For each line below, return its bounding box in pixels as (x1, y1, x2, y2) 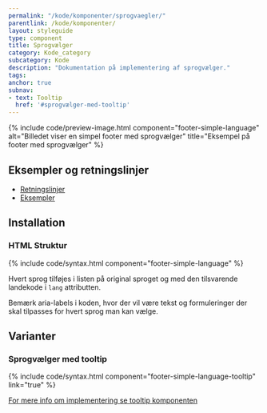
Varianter (8, 330, 56, 343)
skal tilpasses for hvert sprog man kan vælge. (8, 306, 158, 316)
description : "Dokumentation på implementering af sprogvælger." (8, 64, 230, 72)
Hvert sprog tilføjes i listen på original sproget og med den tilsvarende (8, 274, 238, 283)
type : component (8, 34, 62, 42)
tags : (8, 71, 26, 79)
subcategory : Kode (8, 57, 70, 65)
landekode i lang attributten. (8, 282, 102, 292)
